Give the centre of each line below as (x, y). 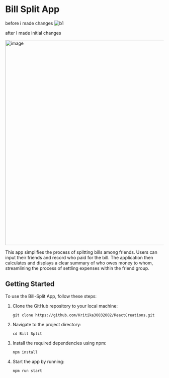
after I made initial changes (33, 33)
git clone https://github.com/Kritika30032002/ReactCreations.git (83, 315)
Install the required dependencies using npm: (59, 343)
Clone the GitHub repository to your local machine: (65, 306)
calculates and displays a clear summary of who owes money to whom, (79, 263)
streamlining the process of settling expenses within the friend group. (77, 268)
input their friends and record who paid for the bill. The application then (79, 257)
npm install (25, 352)
